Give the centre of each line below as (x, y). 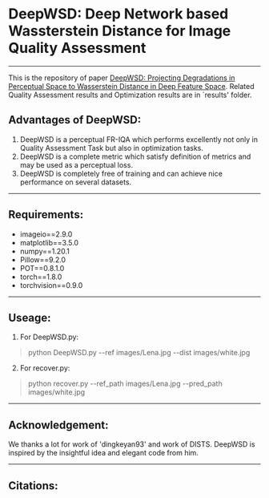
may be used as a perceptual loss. (76, 164)
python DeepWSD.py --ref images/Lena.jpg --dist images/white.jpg (139, 353)
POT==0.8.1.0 (42, 268)
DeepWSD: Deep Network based (118, 14)
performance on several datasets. (76, 182)
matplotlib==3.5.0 (49, 242)
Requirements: (46, 215)
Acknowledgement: (58, 425)
